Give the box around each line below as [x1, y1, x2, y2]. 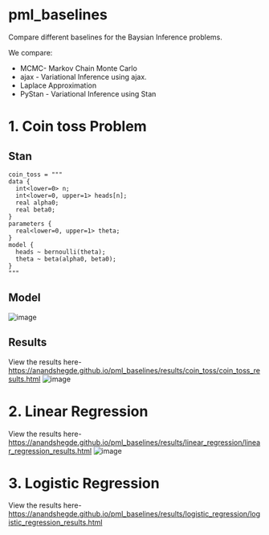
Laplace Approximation [19, 80, 97, 90]
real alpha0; [15, 199, 59, 207]
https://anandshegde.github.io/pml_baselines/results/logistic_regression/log [8, 509, 261, 519]
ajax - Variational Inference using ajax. [19, 72, 147, 81]
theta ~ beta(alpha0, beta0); [15, 255, 116, 263]
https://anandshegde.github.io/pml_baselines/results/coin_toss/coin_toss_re [8, 365, 261, 375]
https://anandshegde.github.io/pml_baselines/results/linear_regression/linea [8, 437, 261, 447]
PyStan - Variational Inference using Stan [19, 88, 157, 98]
